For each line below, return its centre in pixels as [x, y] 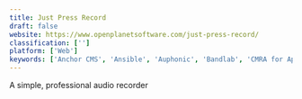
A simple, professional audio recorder [79, 85]
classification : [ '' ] [50, 43]
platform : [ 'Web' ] [44, 51]
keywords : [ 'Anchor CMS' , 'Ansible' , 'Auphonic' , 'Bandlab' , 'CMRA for [146, 59]
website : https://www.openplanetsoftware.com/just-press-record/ [134, 34]
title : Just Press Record [58, 18]
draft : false [34, 26]
